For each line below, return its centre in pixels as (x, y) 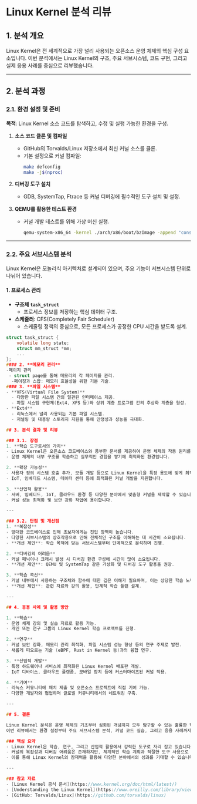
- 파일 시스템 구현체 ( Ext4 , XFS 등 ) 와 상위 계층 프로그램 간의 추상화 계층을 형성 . (99, 403)
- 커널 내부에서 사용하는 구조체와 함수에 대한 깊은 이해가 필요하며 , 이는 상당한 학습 (95, 581)
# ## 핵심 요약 (21, 741)
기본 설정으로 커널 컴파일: (52, 156)
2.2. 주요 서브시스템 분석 (39, 254)
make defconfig (42, 167)
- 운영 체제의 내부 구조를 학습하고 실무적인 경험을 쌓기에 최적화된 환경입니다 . (88, 457)
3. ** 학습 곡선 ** (25, 575)
